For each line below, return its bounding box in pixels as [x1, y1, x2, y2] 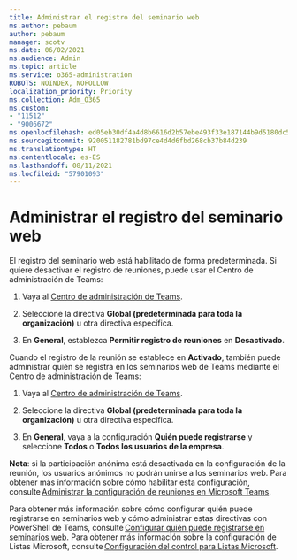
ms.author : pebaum [9, 21, 77, 30]
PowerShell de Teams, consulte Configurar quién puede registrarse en [9, 523, 265, 533]
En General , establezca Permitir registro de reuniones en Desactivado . [21, 335, 285, 346]
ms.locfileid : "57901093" [9, 169, 104, 178]
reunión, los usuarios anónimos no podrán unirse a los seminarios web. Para [9, 468, 287, 479]
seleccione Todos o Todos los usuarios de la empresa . [21, 441, 225, 452]
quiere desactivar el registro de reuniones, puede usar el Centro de [9, 265, 254, 275]
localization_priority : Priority [9, 87, 133, 96]
